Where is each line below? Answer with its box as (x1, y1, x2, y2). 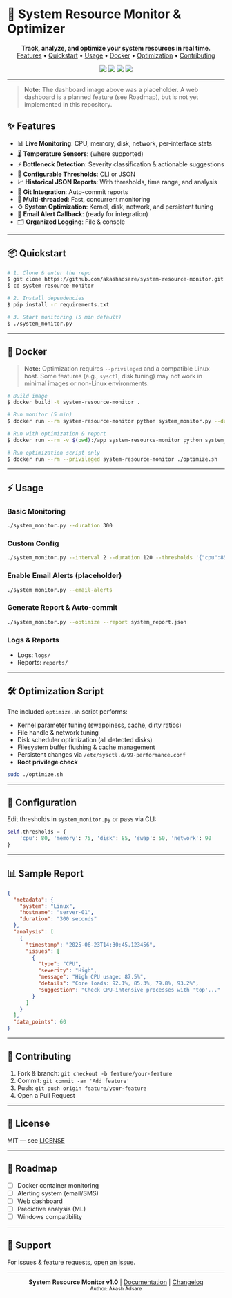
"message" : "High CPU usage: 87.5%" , (37, 974, 147, 981)
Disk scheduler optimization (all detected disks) (17, 735, 153, 744)
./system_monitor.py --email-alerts (7, 586, 113, 593)
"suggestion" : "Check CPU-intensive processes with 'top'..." (37, 986, 221, 993)
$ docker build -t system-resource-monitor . (7, 398, 140, 406)
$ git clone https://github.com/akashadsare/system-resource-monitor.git (7, 276, 224, 283)
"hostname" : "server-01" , (19, 909, 95, 916)
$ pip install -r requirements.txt (7, 301, 110, 308)
